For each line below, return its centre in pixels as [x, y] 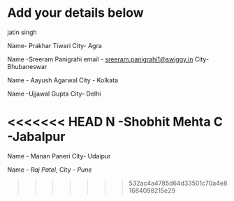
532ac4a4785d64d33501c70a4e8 [178, 183]
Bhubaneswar [27, 66]
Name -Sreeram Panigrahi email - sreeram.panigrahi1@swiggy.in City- [108, 59]
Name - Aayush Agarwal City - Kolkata [63, 80]
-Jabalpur [36, 137]
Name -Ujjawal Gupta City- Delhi [54, 94]
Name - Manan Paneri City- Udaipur [59, 156]
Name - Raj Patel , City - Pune [50, 170]
